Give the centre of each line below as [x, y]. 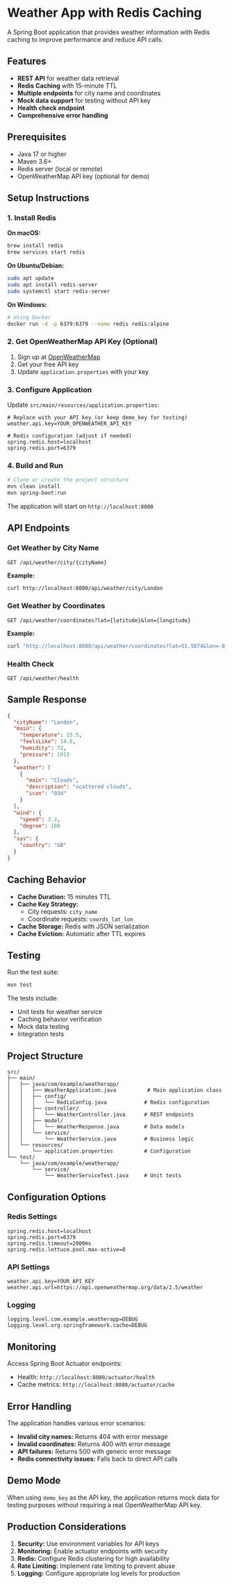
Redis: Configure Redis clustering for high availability [93, 1558]
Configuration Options [57, 1197]
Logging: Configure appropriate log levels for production [99, 1573]
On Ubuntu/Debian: [36, 265]
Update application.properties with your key [83, 371]
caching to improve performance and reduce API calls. [85, 39]
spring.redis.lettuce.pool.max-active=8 [67, 1249]
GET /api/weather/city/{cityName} [57, 562]
